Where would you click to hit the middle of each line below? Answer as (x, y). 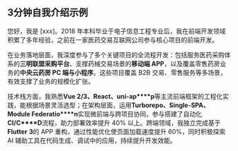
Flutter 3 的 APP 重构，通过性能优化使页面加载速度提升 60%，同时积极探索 (117, 131)
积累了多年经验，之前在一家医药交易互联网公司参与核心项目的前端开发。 (113, 40)
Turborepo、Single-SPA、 (171, 105)
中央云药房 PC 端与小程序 (57, 72)
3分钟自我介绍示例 (48, 13)
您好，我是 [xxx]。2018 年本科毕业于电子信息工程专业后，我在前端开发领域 (117, 31)
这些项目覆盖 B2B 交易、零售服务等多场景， (163, 72)
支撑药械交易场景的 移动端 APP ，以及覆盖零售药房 (148, 64)
